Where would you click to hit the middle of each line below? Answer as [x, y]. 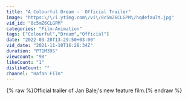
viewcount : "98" [27, 57]
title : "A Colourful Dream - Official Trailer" [69, 12]
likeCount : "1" [25, 62]
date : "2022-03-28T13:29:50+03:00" [51, 40]
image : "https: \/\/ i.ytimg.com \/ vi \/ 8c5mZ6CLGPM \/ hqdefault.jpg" [90, 17]
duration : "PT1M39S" [32, 51]
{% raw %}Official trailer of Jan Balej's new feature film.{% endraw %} [94, 90]
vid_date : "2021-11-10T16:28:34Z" [50, 46]
